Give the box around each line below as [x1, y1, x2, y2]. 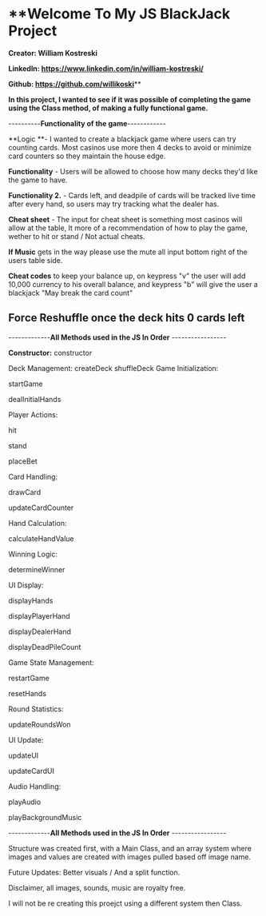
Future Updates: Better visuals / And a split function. [8, 867, 181, 877]
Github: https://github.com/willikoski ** [8, 79, 141, 89]
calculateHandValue [8, 533, 74, 544]
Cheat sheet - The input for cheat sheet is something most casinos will [8, 214, 243, 224]
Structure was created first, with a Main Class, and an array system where [8, 843, 252, 853]
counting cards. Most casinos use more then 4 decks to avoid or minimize [8, 142, 252, 152]
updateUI [8, 751, 39, 760]
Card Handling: [8, 472, 58, 481]
